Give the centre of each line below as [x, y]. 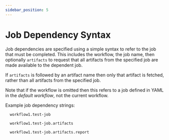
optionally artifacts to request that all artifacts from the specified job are [82, 60]
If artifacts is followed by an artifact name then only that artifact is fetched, [85, 75]
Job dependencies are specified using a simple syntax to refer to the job [81, 49]
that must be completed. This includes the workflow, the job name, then [80, 54]
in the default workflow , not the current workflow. [57, 95]
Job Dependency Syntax [58, 35]
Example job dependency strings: [40, 105]
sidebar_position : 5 [27, 10]
